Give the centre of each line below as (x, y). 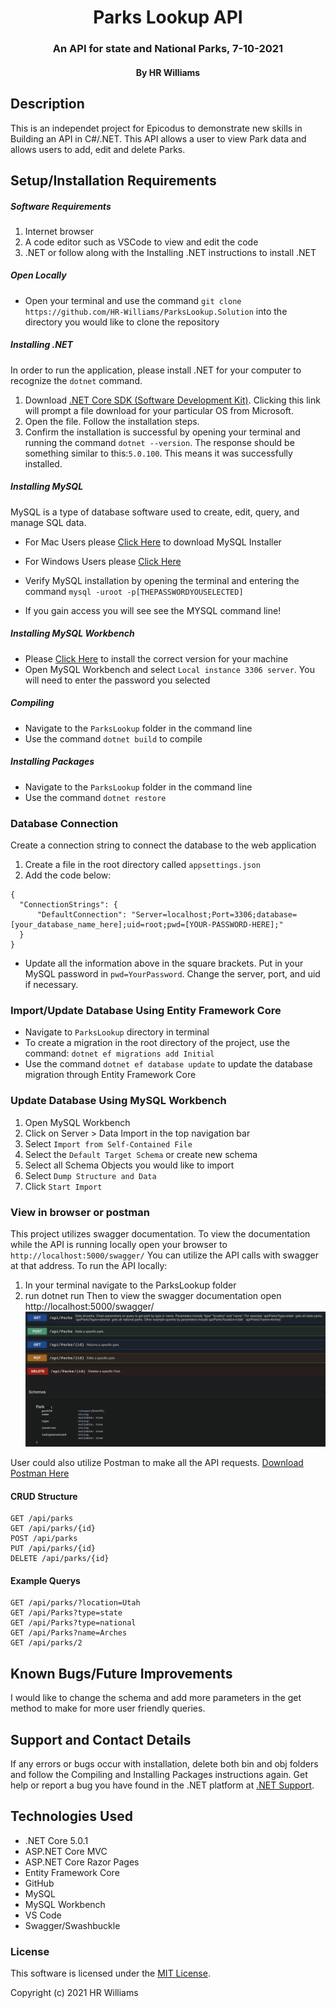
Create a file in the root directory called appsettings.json (142, 864)
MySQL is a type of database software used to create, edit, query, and (155, 512)
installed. (43, 463)
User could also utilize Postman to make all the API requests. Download (157, 1463)
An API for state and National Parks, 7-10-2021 (168, 49)
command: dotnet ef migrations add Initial (119, 1053)
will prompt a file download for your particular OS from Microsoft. (159, 410)
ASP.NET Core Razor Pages (82, 1862)
